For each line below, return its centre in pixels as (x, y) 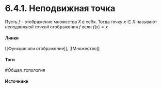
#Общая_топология (25, 70)
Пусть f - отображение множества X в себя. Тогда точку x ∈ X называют (81, 22)
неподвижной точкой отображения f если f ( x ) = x (57, 26)
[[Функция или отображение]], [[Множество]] (52, 49)
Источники (17, 81)
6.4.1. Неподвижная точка (60, 8)
